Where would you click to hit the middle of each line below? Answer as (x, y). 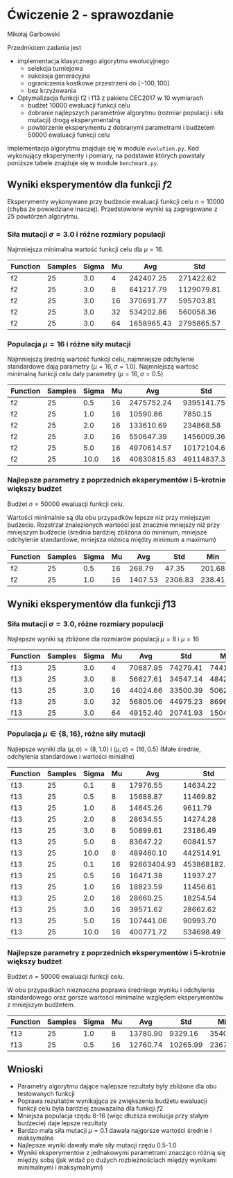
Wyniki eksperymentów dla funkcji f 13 (92, 604)
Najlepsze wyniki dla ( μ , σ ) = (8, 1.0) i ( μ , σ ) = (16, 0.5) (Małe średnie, (104, 749)
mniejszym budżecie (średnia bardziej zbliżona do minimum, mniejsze (107, 532)
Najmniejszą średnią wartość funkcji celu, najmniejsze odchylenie (101, 359)
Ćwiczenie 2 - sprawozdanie (91, 15)
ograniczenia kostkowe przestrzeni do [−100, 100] (98, 83)
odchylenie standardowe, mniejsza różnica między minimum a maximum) (112, 539)
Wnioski (25, 1069)
